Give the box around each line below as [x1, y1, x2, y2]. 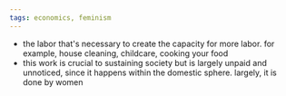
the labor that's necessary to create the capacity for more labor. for [22, 38, 275, 49]
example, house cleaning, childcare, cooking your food [22, 47, 229, 59]
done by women [22, 76, 84, 87]
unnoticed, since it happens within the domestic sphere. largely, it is [22, 67, 277, 78]
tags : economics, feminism [9, 13, 112, 23]
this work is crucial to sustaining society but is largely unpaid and [22, 57, 268, 68]
